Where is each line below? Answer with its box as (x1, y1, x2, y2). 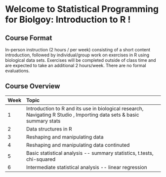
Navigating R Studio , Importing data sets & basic (26, 111, 139, 118)
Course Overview (5, 82, 60, 90)
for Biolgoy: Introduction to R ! (5, 14, 131, 25)
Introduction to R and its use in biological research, (26, 105, 144, 112)
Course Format (5, 34, 52, 42)
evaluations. (5, 68, 30, 74)
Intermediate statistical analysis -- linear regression (26, 164, 147, 171)
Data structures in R (26, 125, 73, 132)
